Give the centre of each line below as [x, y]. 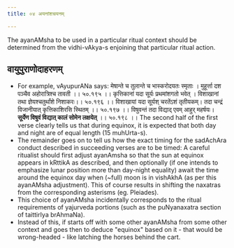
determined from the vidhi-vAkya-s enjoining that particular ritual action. [111, 47]
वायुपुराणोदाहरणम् [35, 70]
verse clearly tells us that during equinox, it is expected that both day [117, 125]
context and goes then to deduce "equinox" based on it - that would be [120, 230]
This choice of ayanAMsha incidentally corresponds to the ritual [109, 200]
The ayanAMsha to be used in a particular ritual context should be [102, 40]
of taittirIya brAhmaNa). [51, 215]
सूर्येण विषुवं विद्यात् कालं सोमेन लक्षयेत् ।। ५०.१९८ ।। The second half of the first [118, 118]
